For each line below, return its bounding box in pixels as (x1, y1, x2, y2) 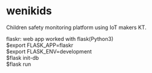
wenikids (6, 4, 52, 18)
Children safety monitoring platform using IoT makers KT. (6, 24, 147, 31)
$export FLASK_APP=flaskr (6, 42, 73, 49)
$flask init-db (6, 54, 39, 61)
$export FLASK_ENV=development (6, 47, 92, 55)
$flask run (6, 61, 32, 68)
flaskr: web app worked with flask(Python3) (6, 35, 114, 42)
